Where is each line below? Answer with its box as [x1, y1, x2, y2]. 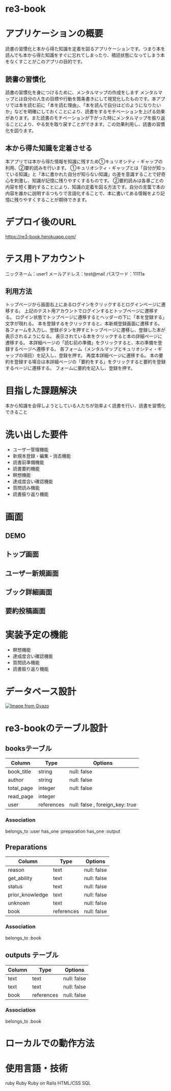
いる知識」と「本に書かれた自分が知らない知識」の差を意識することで [9, 171, 157, 177]
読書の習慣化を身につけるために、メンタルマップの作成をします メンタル [5, 89, 158, 95]
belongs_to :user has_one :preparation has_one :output [5, 828, 121, 834]
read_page [8, 793, 34, 800]
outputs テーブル [5, 951, 59, 960]
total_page [8, 785, 33, 792]
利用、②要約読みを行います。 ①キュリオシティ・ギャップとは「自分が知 [5, 165, 161, 171]
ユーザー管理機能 [12, 447, 49, 453]
